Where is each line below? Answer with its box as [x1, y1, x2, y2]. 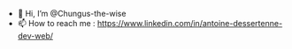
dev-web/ [17, 31, 53, 41]
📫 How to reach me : [17, 18, 96, 28]
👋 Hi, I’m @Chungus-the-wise [17, 9, 127, 18]
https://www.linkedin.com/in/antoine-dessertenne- [96, 18, 283, 28]
